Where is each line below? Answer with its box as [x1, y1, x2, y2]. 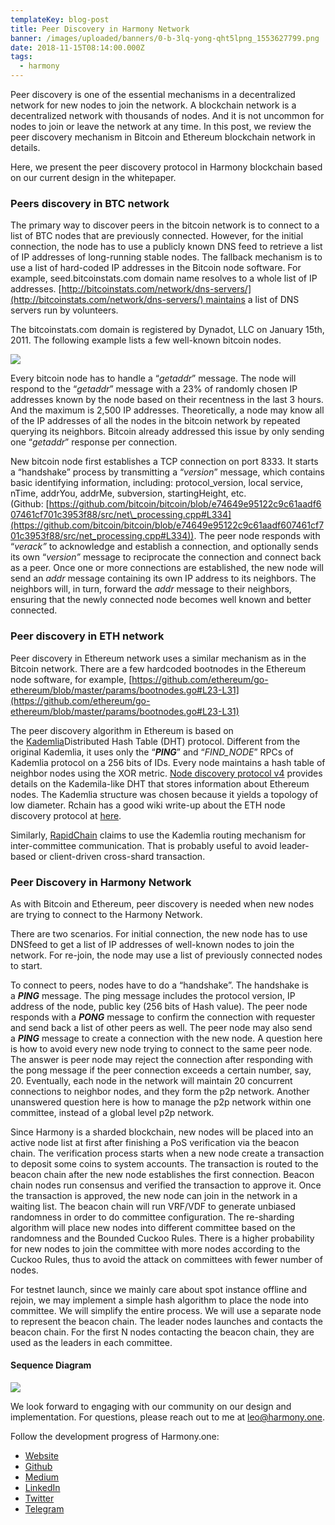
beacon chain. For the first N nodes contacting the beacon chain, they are [10, 1326, 315, 1338]
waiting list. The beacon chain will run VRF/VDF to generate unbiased [10, 1200, 297, 1212]
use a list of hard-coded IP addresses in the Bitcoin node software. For [10, 262, 302, 274]
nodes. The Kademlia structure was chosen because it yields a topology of [10, 788, 319, 800]
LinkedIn [24, 1482, 61, 1494]
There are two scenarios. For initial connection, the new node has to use [10, 927, 308, 940]
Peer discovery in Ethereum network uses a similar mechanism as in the [10, 652, 307, 664]
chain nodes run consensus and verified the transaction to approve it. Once [10, 1179, 322, 1191]
